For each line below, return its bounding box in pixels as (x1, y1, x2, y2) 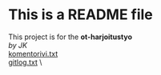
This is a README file (8, 6, 154, 24)
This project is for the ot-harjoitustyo (8, 32, 132, 41)
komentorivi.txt (8, 49, 58, 58)
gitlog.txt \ (8, 57, 42, 67)
